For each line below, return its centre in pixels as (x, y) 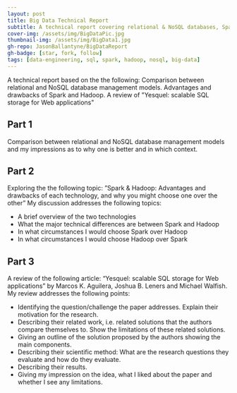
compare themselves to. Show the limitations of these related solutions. (121, 329)
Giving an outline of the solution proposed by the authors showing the (119, 337)
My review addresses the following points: (69, 294)
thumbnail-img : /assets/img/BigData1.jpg (69, 40)
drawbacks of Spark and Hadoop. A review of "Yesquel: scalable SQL (108, 95)
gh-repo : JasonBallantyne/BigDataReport (68, 47)
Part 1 (20, 125)
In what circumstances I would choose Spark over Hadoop (103, 232)
